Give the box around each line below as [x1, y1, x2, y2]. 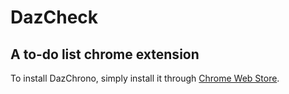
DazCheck [10, 6, 99, 29]
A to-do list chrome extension [10, 46, 200, 63]
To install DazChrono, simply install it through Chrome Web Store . [10, 72, 280, 84]
